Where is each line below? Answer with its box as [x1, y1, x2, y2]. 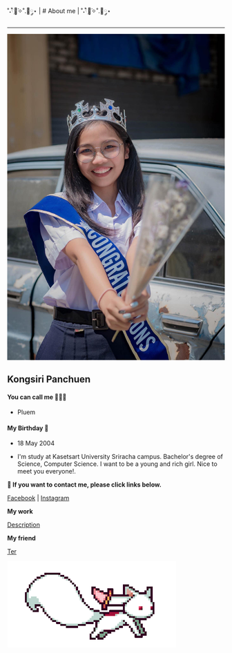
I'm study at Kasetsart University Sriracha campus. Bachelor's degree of [17, 453, 223, 461]
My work [7, 507, 33, 516]
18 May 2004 [17, 439, 55, 447]
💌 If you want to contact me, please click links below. [7, 480, 162, 489]
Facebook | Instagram [7, 494, 70, 503]
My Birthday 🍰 [7, 424, 49, 432]
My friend [7, 534, 36, 543]
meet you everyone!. [17, 467, 76, 476]
